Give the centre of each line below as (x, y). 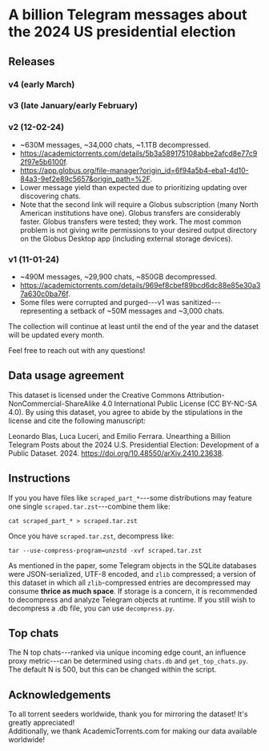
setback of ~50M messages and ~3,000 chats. (147, 311)
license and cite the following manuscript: (77, 420)
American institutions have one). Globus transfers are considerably (130, 213)
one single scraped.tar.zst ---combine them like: (89, 506)
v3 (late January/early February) (73, 106)
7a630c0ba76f (44, 294)
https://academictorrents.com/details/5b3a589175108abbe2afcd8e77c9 (139, 153)
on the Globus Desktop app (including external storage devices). (126, 238)
